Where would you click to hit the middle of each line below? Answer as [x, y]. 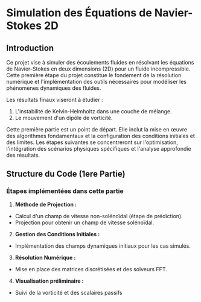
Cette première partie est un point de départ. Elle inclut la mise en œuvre [97, 129]
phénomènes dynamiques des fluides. [54, 88]
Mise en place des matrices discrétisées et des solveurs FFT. [91, 269]
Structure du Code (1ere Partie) [66, 174]
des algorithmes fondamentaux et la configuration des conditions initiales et [101, 136]
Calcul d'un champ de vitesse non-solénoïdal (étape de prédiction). [99, 216]
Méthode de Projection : [46, 204]
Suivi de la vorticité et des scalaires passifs [69, 292]
